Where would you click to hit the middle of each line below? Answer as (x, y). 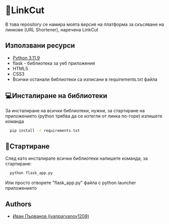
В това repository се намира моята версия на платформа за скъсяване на (85, 24)
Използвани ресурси (40, 46)
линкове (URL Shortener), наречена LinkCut (52, 29)
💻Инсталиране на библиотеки (56, 96)
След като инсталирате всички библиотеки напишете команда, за (76, 158)
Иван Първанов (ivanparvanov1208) (51, 216)
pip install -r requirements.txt (45, 130)
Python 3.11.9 (26, 58)
